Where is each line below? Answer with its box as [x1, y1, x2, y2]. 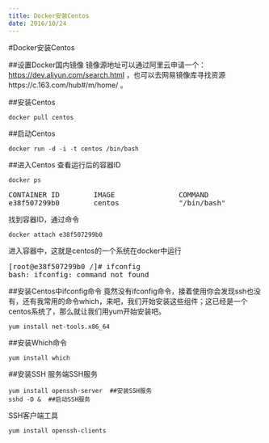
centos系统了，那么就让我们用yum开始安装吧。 [8, 306, 166, 316]
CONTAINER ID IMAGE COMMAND [8, 190, 209, 199]
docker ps [8, 175, 42, 184]
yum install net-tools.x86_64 [8, 323, 111, 331]
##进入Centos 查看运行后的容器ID [8, 159, 121, 170]
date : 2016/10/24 [8, 19, 67, 27]
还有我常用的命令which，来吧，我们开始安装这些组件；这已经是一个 [22, 296, 248, 306]
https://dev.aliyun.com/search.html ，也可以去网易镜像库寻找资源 [8, 70, 226, 79]
